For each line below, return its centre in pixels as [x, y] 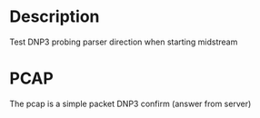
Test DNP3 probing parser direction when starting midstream [124, 42]
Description [55, 17]
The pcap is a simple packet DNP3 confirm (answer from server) [130, 103]
